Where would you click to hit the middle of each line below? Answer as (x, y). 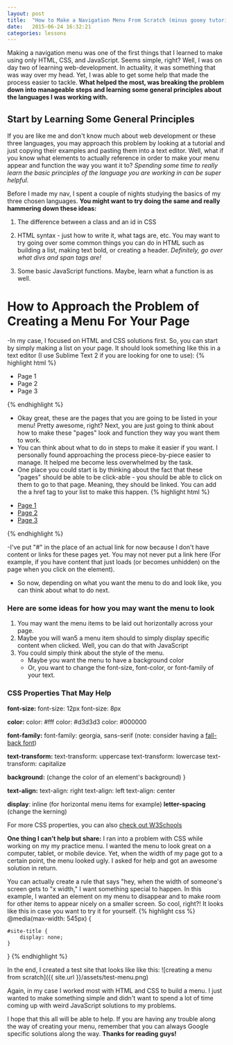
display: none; (42, 937)
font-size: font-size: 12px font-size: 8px (64, 708)
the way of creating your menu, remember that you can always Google (108, 1026)
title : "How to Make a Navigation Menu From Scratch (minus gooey (107, 20)
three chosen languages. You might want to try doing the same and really (114, 201)
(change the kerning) (37, 811)
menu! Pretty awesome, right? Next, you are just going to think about (115, 425)
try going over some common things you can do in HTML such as (111, 243)
